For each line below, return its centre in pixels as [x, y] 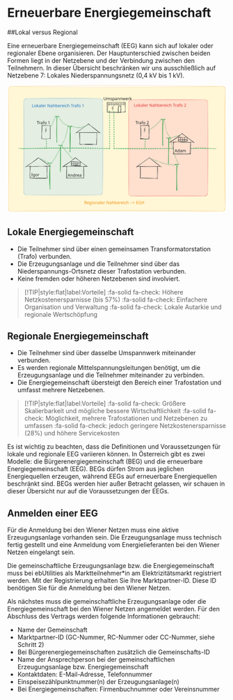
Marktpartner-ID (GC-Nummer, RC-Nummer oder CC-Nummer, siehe [116, 637]
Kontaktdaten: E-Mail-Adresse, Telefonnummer [85, 674]
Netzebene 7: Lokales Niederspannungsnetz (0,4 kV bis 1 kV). [96, 75]
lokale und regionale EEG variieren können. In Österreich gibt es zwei [106, 454]
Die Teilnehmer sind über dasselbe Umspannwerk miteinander [106, 353]
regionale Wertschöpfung [61, 314]
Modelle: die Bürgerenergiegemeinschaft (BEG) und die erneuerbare [105, 461]
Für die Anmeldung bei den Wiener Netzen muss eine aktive [93, 530]
